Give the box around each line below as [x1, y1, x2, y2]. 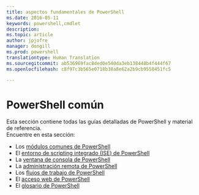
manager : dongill [6, 44, 51, 50]
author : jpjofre [6, 37, 48, 44]
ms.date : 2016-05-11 [6, 15, 59, 21]
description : [6, 26, 40, 32]
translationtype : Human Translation [6, 55, 100, 61]
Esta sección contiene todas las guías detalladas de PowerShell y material [6, 118, 193, 126]
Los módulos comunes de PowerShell [15, 143, 111, 150]
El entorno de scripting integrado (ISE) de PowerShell [15, 150, 150, 157]
